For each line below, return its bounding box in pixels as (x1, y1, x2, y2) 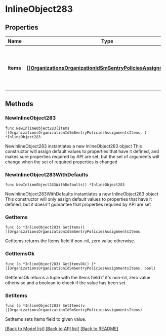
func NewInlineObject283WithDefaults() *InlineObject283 (5, 182, 125, 187)
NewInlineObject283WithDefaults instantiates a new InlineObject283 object (5, 191, 159, 197)
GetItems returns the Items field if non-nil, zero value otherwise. (5, 238, 135, 244)
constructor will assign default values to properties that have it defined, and (5, 148, 159, 154)
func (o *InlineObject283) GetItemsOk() (5, 261, 90, 266)
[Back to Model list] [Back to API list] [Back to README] (5, 326, 119, 332)
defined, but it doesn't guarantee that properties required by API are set (5, 201, 151, 207)
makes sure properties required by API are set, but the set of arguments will (5, 153, 159, 159)
